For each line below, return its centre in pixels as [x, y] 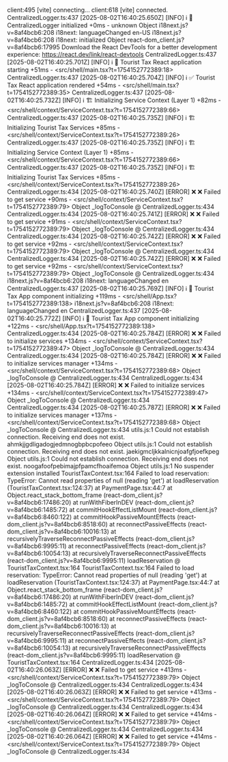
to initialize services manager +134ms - [62, 363]
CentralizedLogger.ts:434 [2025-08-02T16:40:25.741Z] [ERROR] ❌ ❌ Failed [113, 214]
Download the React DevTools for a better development [139, 47]
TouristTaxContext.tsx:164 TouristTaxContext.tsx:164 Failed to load [101, 568]
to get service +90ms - [40, 199]
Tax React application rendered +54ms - [64, 85]
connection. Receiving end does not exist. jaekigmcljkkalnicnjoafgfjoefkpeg [113, 452]
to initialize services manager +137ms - [62, 415]
